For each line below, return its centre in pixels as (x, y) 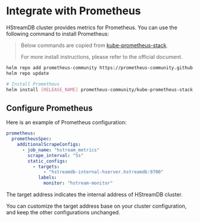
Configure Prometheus (49, 108)
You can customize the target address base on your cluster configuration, (96, 206)
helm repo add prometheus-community (51, 68)
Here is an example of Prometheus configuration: (66, 123)
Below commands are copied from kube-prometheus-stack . (94, 45)
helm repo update (28, 73)
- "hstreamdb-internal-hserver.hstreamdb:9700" (104, 172)
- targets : (46, 167)
